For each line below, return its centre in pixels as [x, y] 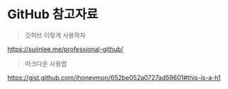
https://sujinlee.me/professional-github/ [65, 49]
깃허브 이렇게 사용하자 [55, 35]
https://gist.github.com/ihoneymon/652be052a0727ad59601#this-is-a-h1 [114, 77]
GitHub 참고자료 [53, 14]
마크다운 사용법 [46, 63]
